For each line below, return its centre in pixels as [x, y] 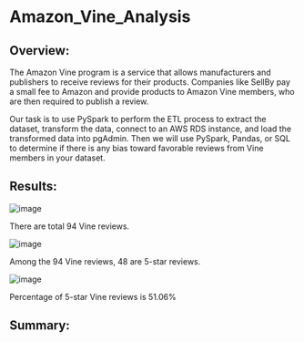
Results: [33, 187]
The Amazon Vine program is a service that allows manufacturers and [140, 72]
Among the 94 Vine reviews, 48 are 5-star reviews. [105, 261]
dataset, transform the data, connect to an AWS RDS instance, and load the [151, 129]
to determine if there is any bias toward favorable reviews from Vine [137, 148]
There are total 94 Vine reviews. [70, 226]
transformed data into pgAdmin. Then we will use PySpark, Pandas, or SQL [150, 138]
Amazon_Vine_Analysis [100, 17]
